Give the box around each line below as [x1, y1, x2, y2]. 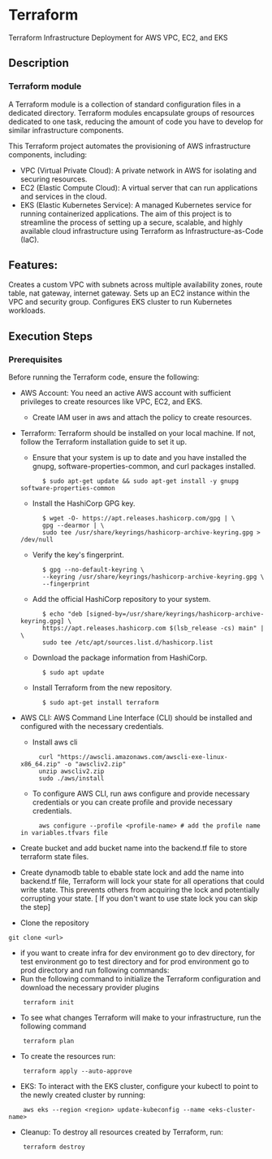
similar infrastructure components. [8, 125, 124, 135]
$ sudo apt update [41, 669, 105, 677]
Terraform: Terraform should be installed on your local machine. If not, [19, 428, 256, 438]
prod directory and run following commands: [19, 965, 170, 975]
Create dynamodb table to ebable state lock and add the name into [19, 867, 244, 877]
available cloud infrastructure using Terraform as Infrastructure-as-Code [19, 226, 264, 235]
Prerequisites [8, 353, 63, 365]
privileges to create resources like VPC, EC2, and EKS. [19, 397, 203, 406]
